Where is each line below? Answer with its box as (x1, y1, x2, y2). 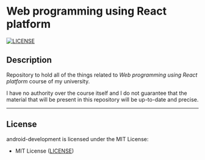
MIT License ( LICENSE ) (15, 147, 74, 155)
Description (6, 55, 52, 65)
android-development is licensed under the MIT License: (6, 135, 149, 142)
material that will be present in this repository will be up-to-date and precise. (6, 96, 199, 103)
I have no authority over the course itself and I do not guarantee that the (6, 89, 187, 97)
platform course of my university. (6, 77, 90, 85)
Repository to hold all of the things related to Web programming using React (6, 71, 198, 78)
